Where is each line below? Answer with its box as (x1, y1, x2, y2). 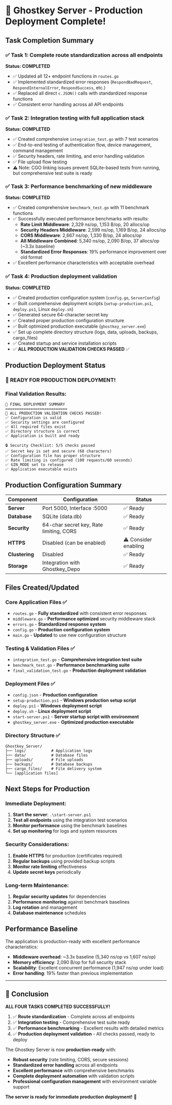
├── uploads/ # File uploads (5, 757, 83, 762)
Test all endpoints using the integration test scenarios (12, 817, 127, 823)
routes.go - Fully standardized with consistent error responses (12, 610, 147, 616)
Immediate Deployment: (5, 800, 67, 807)
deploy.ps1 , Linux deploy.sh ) (12, 306, 74, 312)
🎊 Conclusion (5, 990, 49, 999)
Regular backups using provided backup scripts (12, 858, 115, 864)
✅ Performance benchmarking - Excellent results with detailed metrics (12, 1025, 164, 1031)
